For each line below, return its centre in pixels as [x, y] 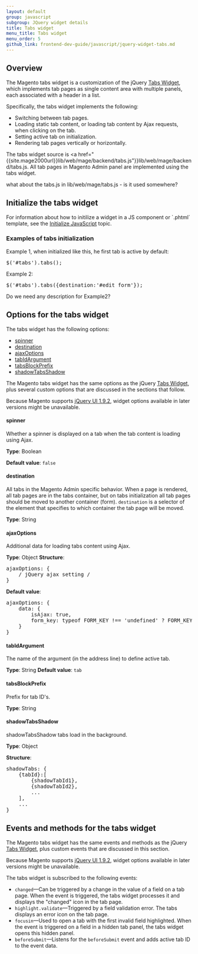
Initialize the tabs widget [52, 203]
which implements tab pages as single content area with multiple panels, [94, 88]
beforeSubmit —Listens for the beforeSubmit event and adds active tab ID [102, 939]
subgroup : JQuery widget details [47, 22]
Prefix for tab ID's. [28, 697]
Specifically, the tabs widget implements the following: [72, 106]
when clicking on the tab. [45, 130]
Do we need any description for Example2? [58, 296]
